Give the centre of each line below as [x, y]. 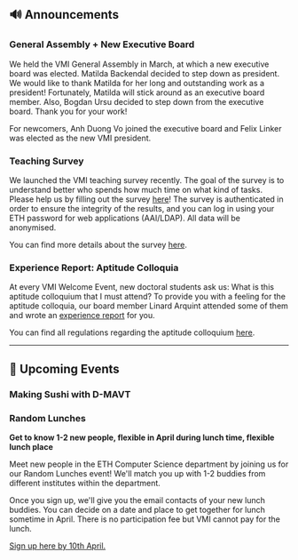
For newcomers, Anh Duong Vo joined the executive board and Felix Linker [145, 128]
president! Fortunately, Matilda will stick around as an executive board [137, 92]
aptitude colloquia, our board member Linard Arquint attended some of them [149, 306]
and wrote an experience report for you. [82, 316]
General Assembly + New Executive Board [102, 44]
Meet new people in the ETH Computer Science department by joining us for [149, 464]
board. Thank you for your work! [68, 111]
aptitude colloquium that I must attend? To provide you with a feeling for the [148, 297]
